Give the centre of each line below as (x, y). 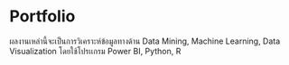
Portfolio (42, 16)
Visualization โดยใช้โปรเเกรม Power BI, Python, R (95, 51)
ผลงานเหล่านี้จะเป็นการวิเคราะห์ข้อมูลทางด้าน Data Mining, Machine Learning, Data (145, 41)
